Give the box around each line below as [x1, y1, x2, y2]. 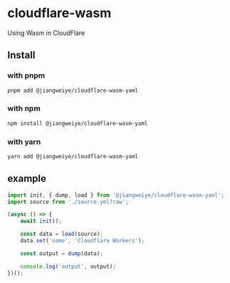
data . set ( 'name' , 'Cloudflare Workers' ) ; [20, 237, 145, 245]
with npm [7, 103, 41, 113]
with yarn [7, 137, 41, 147]
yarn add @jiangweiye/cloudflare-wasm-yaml [7, 153, 139, 160]
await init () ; [20, 217, 62, 225]
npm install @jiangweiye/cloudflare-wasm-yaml [7, 120, 148, 127]
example [7, 173, 47, 185]
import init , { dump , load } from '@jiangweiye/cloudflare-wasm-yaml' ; [7, 191, 224, 199]
